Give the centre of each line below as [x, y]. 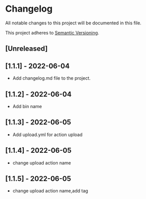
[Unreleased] [27, 49]
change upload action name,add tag [50, 191]
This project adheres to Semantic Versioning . [52, 32]
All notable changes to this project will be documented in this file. [74, 23]
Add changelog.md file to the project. [51, 78]
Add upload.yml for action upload [47, 135]
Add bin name [27, 106]
